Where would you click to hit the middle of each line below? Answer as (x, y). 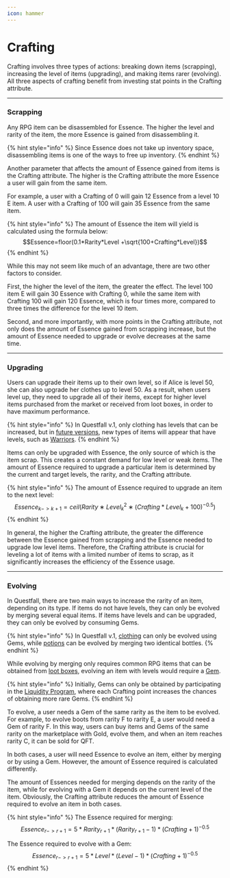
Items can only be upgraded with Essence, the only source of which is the (111, 453)
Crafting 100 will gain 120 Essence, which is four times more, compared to (111, 301)
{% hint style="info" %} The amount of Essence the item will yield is (103, 224)
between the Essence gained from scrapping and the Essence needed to (110, 540)
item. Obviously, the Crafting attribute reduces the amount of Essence (105, 797)
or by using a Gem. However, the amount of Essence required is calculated (112, 762)
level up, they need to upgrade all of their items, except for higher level (107, 397)
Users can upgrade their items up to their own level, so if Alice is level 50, (111, 382)
